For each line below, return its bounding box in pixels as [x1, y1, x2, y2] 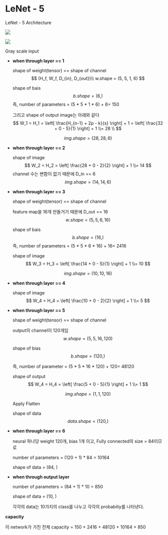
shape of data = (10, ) [12, 493, 57, 499]
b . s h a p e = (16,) [72, 234, 104, 240]
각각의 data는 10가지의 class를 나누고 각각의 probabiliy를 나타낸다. [12, 503, 144, 509]
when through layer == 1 [12, 58, 64, 64]
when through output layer [12, 474, 70, 480]
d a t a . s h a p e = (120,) [67, 418, 109, 424]
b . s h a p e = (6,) [73, 93, 103, 99]
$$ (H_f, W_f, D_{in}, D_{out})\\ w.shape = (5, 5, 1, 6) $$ [31, 75, 145, 81]
